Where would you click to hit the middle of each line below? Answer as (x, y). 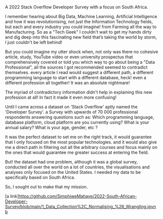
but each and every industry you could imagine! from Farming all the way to (81, 27)
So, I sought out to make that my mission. (46, 187)
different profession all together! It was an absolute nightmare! (67, 83)
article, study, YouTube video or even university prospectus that (69, 57)
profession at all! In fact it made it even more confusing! (61, 97)
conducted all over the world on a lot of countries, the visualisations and (77, 167)
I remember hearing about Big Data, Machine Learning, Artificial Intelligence (81, 16)
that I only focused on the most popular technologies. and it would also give (81, 142)
